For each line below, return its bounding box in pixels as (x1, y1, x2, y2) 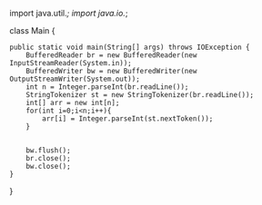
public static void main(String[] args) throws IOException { (9, 43, 250, 52)
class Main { (9, 25, 56, 35)
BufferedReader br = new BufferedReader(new (25, 51, 197, 60)
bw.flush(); (25, 146, 71, 155)
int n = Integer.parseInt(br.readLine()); (25, 83, 189, 92)
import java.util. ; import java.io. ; (9, 8, 128, 18)
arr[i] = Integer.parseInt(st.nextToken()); (42, 114, 214, 123)
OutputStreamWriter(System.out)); (9, 74, 141, 83)
